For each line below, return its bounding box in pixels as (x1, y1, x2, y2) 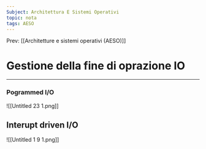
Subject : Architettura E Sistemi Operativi (6, 9, 120, 15)
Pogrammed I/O (6, 88, 55, 97)
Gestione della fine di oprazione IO (6, 59, 186, 72)
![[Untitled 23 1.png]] (6, 102, 59, 109)
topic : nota (6, 15, 37, 21)
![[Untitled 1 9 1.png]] (6, 136, 59, 143)
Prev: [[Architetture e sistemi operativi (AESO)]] (6, 37, 126, 45)
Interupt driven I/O (6, 120, 78, 130)
